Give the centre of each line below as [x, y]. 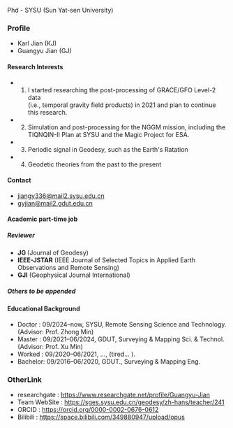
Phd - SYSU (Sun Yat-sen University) [60, 10]
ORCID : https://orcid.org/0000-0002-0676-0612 [88, 410]
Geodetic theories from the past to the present [95, 164]
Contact [19, 180]
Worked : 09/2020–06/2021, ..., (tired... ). [76, 354]
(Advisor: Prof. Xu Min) [50, 346]
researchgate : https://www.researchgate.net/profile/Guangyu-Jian [114, 395]
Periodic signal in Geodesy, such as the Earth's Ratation [108, 149]
